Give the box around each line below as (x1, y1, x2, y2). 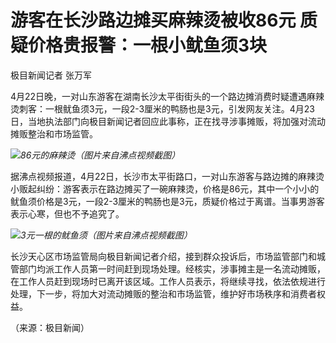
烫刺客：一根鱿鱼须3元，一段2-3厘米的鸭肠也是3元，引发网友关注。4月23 (10, 102, 315, 115)
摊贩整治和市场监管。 (10, 127, 98, 140)
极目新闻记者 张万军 (10, 69, 92, 81)
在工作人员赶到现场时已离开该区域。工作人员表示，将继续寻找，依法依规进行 (10, 275, 326, 287)
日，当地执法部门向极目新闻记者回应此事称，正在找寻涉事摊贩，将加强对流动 (10, 115, 326, 127)
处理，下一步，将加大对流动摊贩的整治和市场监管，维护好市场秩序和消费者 (10, 287, 317, 300)
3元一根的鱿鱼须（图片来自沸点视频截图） (20, 229, 193, 241)
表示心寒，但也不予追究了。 (10, 207, 125, 220)
